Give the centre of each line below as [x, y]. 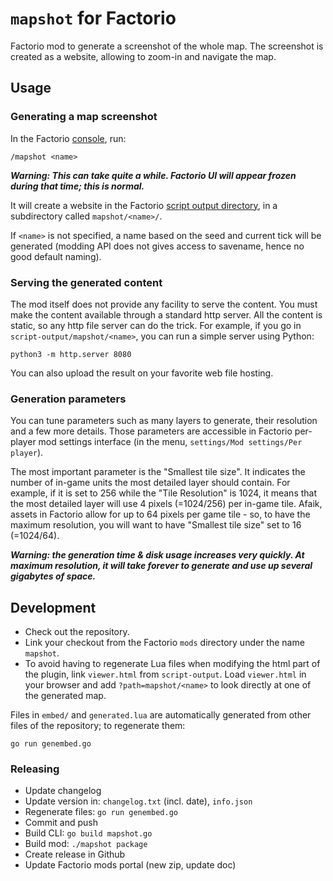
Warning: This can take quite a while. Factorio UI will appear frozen [153, 175]
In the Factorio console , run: [68, 138]
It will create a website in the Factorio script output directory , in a [144, 205]
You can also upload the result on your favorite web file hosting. [142, 373]
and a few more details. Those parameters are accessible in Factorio [151, 431]
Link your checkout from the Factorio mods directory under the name [164, 643]
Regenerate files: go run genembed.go [101, 812]
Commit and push [61, 823]
